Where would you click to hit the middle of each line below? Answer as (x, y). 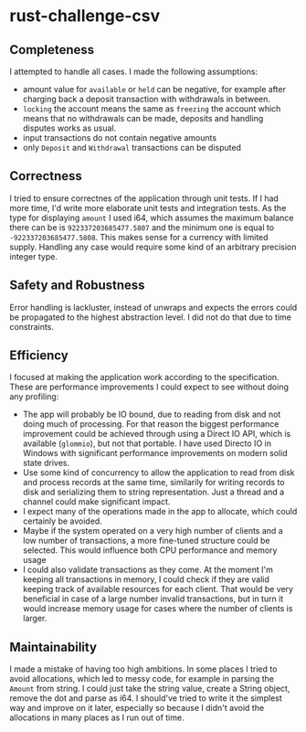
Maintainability (53, 647)
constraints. (32, 326)
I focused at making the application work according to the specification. (145, 377)
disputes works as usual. (69, 128)
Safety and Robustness (77, 286)
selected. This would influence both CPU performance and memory (150, 550)
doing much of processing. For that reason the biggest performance (151, 424)
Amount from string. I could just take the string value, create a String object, (150, 689)
